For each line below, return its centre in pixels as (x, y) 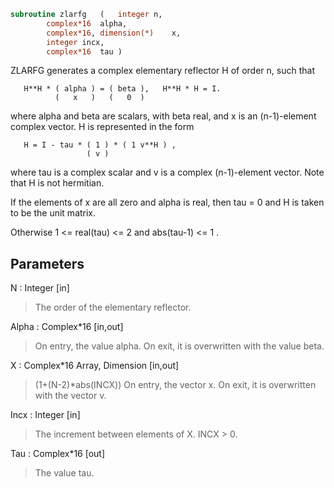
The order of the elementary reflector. (113, 307)
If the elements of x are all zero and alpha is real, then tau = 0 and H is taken (167, 202)
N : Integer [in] (40, 288)
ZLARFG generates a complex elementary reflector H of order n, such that (162, 71)
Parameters (47, 263)
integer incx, (75, 42)
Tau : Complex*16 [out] (58, 454)
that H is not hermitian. (57, 183)
